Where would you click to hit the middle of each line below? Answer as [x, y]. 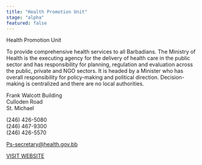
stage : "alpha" [25, 17]
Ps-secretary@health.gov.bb [42, 145]
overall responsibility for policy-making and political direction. [83, 77]
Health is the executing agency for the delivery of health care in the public [98, 58]
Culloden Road [25, 102]
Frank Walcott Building [34, 95]
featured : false [27, 23]
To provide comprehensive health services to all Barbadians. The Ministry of [101, 52]
